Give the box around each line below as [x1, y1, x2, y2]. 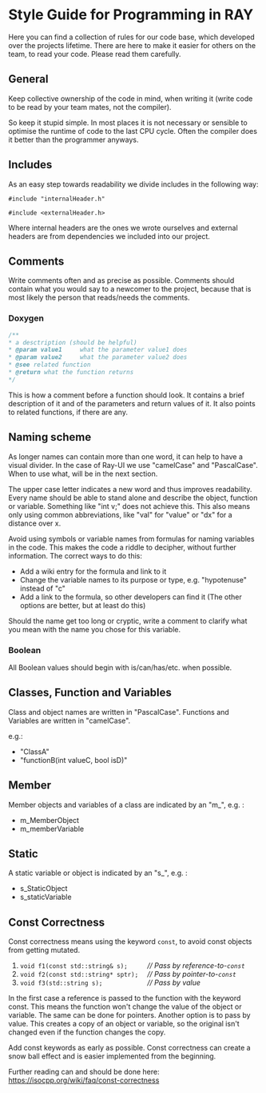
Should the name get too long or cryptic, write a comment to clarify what [8, 615, 248, 626]
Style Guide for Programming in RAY [8, 6, 254, 24]
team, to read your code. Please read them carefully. [8, 49, 181, 58]
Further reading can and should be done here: [8, 1067, 160, 1077]
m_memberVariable [19, 824, 85, 833]
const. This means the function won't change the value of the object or [8, 1002, 242, 1011]
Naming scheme [8, 430, 92, 444]
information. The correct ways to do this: [8, 551, 142, 560]
